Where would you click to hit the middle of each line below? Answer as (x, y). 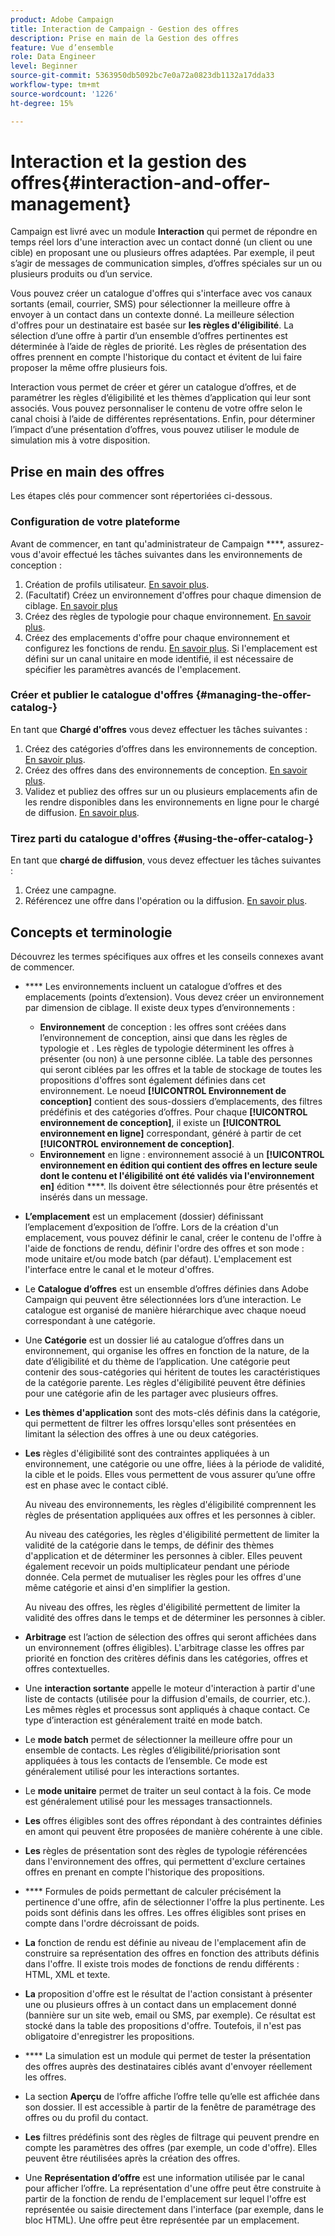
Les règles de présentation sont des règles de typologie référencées (166, 1850)
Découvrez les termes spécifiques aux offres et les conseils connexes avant (167, 956)
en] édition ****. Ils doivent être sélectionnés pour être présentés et (179, 1186)
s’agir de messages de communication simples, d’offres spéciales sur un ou (166, 263)
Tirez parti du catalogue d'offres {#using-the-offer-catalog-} (162, 838)
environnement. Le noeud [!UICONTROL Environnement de (163, 1090)
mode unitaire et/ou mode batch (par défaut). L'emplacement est (158, 1258)
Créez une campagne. (70, 890)
